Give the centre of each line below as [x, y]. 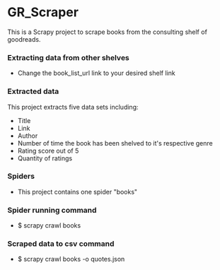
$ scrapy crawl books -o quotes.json [71, 259]
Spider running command [52, 210]
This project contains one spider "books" [77, 192]
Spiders [21, 176]
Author [28, 136]
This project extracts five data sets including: [73, 107]
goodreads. [24, 39]
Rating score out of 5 [48, 151]
